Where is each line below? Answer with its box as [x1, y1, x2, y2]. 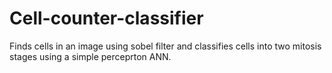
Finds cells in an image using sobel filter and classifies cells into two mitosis [9, 40, 322, 52]
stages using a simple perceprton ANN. [9, 50, 172, 62]
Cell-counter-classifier [9, 7, 204, 30]
